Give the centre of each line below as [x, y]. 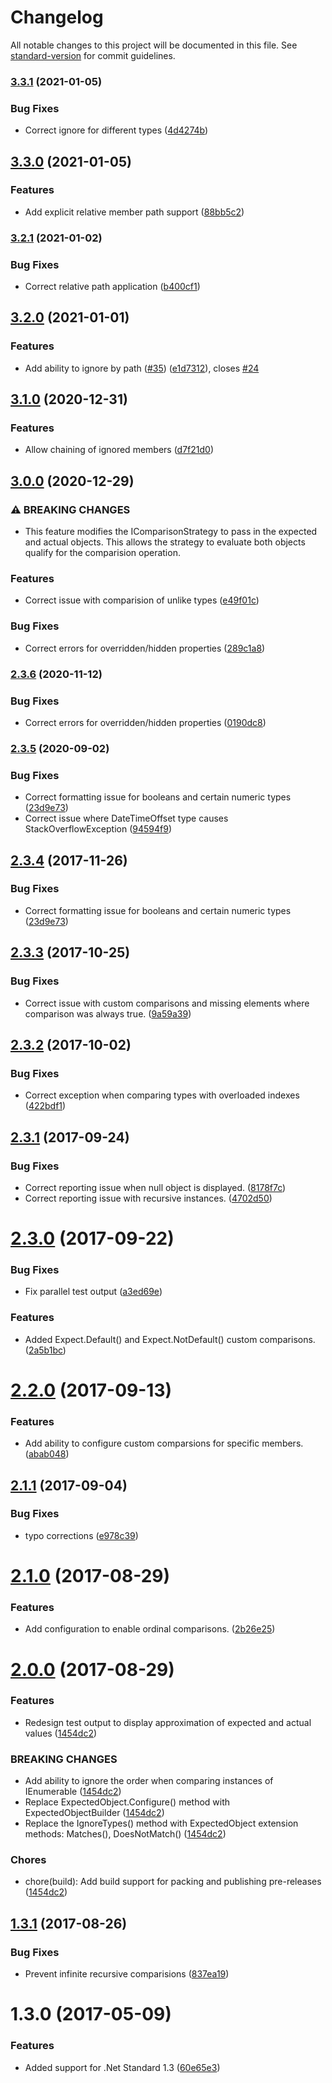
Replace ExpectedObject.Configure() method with [127, 1802]
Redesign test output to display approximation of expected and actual [168, 1722]
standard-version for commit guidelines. [93, 55]
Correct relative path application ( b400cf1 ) [112, 287]
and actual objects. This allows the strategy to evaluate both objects [165, 542]
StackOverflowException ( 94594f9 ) [98, 829]
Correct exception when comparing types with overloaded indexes [162, 1095]
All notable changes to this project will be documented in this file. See [154, 45]
